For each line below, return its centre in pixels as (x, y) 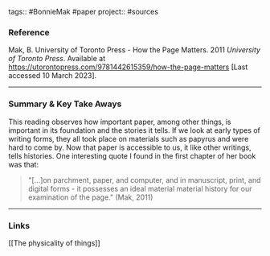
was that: (23, 164)
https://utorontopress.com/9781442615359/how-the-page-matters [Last (128, 67)
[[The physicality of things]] (54, 243)
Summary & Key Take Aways (65, 104)
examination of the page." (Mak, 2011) (90, 197)
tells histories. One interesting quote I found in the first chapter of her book (132, 155)
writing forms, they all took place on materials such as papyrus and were (129, 138)
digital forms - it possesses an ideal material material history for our (140, 188)
